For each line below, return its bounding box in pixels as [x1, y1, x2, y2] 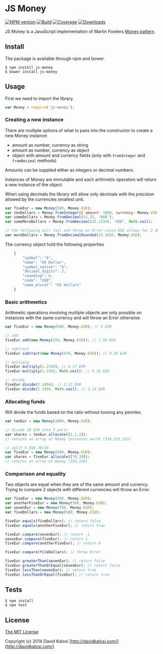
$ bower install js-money [5, 69, 57, 74]
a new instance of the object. [5, 181, 63, 188]
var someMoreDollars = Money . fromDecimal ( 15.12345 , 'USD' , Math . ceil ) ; [5, 219, 153, 224]
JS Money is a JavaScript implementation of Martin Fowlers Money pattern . [5, 28, 156, 34]
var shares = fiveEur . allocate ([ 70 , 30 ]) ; [5, 454, 90, 460]
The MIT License [5, 629, 39, 635]
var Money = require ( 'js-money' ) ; [5, 105, 75, 110]
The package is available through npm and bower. [5, 56, 105, 61]
